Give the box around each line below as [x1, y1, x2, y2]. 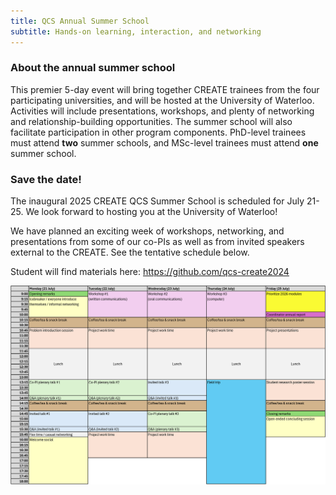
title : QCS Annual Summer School [10, 16, 150, 26]
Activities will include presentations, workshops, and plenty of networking [10, 105, 315, 117]
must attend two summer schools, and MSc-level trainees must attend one [10, 136, 319, 149]
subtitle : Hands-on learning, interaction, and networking [10, 26, 262, 37]
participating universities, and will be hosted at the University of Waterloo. [10, 94, 315, 106]
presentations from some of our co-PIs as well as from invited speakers [10, 236, 305, 248]
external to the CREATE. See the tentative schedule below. [10, 246, 250, 259]
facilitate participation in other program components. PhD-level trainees [10, 126, 307, 138]
